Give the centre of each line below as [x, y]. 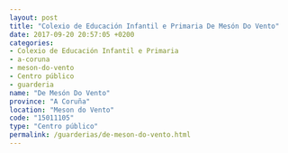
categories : [31, 43]
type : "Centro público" [54, 127]
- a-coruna [30, 59]
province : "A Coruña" [50, 101]
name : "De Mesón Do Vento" [60, 93]
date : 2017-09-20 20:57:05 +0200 [72, 34]
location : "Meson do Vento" [62, 110]
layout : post [34, 18]
